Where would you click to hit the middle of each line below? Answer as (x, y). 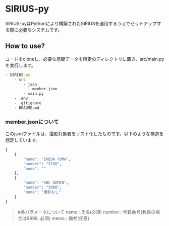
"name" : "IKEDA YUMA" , (47, 159)
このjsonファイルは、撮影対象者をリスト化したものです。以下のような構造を (84, 134)
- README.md (27, 108)
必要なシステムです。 (40, 30)
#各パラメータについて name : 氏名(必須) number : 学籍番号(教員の (87, 212)
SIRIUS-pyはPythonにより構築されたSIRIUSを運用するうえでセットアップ (81, 23)
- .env (21, 99)
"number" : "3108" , (43, 164)
